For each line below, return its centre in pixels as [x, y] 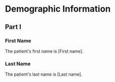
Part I [13, 27]
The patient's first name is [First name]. [44, 51]
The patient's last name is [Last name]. [44, 74]
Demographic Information [58, 9]
